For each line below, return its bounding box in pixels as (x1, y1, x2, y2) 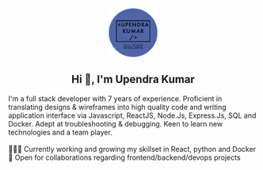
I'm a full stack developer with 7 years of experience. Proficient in (8, 93, 223, 103)
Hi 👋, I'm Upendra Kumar (71, 73, 196, 86)
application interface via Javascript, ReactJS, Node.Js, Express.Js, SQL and (8, 111, 257, 120)
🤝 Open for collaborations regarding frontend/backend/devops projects (8, 153, 241, 162)
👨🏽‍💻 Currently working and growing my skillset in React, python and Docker (8, 144, 256, 153)
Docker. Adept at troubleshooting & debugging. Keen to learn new (8, 119, 223, 128)
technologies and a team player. (8, 127, 112, 137)
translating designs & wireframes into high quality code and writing (8, 102, 227, 111)
